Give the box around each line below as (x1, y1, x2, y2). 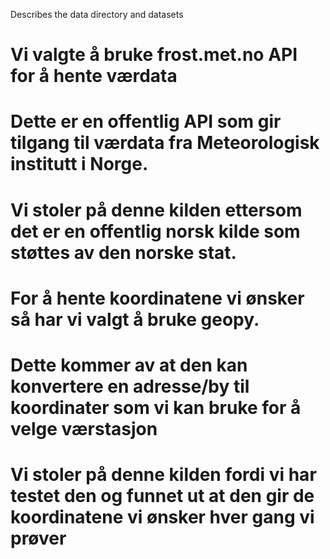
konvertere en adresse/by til (10, 375, 250, 398)
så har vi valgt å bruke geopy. (10, 308, 260, 331)
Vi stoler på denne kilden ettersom (10, 199, 303, 221)
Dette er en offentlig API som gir (10, 110, 282, 133)
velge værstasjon (10, 417, 158, 440)
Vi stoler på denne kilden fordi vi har (10, 464, 317, 486)
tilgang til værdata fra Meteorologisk (10, 132, 320, 154)
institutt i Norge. (10, 153, 149, 176)
